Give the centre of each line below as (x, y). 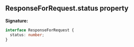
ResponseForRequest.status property (67, 8)
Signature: (17, 20)
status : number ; (27, 35)
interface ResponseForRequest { (40, 30)
